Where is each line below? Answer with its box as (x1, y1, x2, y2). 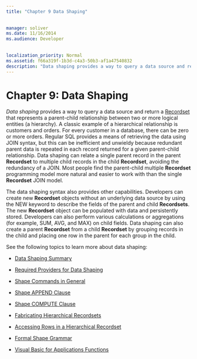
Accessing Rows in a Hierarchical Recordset (14, 323, 121, 330)
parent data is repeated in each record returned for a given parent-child (6, 145, 179, 153)
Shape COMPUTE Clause (14, 301, 76, 308)
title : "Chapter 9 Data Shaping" (6, 8, 88, 15)
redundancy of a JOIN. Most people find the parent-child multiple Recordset (6, 164, 191, 171)
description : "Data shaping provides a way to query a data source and (6, 63, 185, 69)
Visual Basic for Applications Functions (14, 346, 109, 353)
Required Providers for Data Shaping (14, 266, 104, 274)
